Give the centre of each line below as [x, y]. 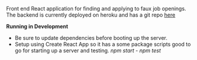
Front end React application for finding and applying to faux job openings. [96, 9]
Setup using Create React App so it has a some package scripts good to [103, 44]
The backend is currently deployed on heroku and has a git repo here [91, 15]
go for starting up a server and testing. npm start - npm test [88, 50]
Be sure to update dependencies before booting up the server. [91, 38]
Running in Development [37, 26]
